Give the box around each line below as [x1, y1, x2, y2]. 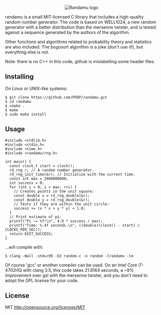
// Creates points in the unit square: [14, 189, 95, 194]
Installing [5, 73, 34, 81]
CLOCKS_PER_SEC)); [5, 227, 42, 232]
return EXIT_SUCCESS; [9, 231, 53, 236]
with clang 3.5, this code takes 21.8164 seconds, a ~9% [23, 267, 134, 273]
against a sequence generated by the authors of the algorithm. [5, 30, 130, 35]
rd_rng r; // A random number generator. [9, 167, 95, 172]
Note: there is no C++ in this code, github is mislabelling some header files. [5, 59, 155, 64]
